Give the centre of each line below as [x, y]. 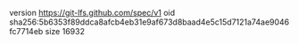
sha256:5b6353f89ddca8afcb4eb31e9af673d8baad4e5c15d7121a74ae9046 [149, 22]
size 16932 [65, 31]
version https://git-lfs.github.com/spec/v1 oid [92, 13]
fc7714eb [26, 31]
